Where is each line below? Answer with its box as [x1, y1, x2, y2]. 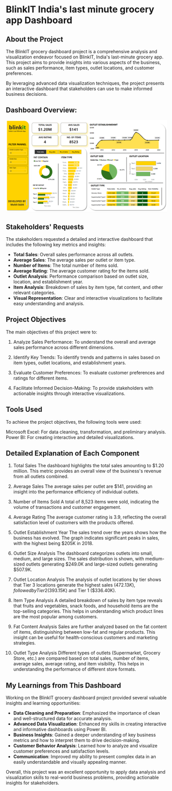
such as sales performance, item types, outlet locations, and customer [6, 65, 155, 71]
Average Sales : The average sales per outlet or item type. [13, 257, 136, 263]
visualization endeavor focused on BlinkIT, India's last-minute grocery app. [6, 54, 164, 60]
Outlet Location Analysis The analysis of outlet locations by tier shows [13, 576, 162, 582]
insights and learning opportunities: [6, 700, 81, 706]
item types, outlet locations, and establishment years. [13, 360, 126, 366]
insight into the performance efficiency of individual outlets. [13, 489, 140, 495]
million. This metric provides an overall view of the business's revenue [13, 468, 162, 474]
